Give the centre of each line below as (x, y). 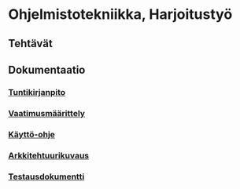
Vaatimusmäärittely (46, 113)
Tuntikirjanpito (37, 92)
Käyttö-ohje (31, 134)
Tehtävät (30, 44)
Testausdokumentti (46, 176)
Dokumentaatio (47, 69)
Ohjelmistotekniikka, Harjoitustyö (120, 15)
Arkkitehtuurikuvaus (49, 155)
